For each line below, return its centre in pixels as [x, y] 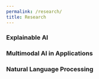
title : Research [26, 17]
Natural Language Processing [50, 70]
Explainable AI [27, 38]
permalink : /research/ [34, 11]
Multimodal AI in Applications [49, 54]
